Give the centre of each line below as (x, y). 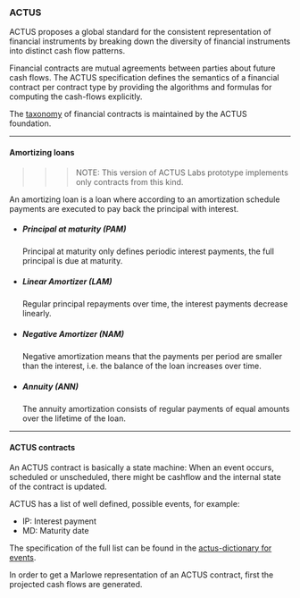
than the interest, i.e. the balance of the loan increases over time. (142, 366)
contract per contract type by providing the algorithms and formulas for (141, 88)
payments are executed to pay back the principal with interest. (124, 208)
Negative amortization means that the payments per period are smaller (152, 357)
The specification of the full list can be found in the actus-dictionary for (141, 548)
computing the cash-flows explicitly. (76, 97)
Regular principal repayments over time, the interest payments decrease (155, 304)
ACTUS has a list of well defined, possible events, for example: (125, 503)
